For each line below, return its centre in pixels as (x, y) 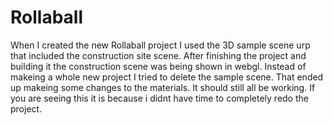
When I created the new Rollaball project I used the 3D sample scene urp (160, 45)
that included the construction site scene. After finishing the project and (158, 55)
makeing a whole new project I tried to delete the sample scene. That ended (167, 77)
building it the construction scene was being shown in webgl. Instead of (158, 66)
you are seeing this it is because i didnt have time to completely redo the (159, 98)
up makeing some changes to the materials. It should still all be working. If (163, 87)
